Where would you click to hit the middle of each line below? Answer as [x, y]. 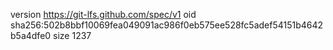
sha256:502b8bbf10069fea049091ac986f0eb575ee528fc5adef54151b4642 [167, 25]
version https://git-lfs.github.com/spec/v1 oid [103, 14]
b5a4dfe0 [31, 35]
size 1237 [72, 35]
